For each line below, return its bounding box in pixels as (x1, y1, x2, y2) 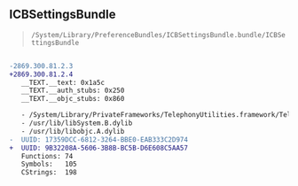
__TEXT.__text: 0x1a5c (20, 78, 105, 87)
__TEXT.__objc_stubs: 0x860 (20, 95, 125, 104)
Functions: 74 (20, 151, 74, 160)
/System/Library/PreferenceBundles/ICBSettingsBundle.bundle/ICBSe (30, 30, 286, 39)
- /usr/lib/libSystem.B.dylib (20, 119, 133, 128)
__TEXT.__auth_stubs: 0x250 (20, 86, 125, 96)
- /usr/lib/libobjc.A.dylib (20, 127, 125, 136)
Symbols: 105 (20, 159, 77, 169)
